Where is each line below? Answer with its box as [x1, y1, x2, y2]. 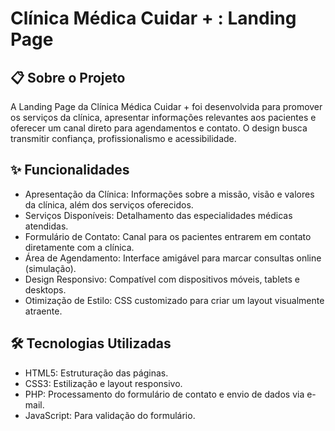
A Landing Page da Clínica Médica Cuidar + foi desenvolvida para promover [10, 101, 323, 112]
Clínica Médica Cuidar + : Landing [10, 7, 297, 30]
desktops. [24, 283, 67, 296]
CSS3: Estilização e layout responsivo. [24, 377, 183, 389]
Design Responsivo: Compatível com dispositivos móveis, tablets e [24, 273, 300, 285]
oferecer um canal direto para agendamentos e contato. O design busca [10, 122, 308, 134]
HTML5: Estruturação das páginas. [24, 367, 169, 379]
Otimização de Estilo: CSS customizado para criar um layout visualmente [24, 294, 325, 306]
